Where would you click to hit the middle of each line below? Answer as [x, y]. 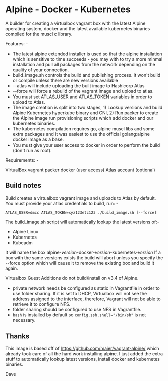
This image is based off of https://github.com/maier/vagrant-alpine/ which [82, 348]
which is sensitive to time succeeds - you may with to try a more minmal [88, 59]
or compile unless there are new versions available [65, 80]
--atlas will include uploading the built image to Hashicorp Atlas [78, 86]
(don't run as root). [32, 150]
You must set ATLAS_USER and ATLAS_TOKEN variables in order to [82, 97]
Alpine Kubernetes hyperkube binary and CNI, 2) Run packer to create [86, 113]
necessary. [24, 320]
